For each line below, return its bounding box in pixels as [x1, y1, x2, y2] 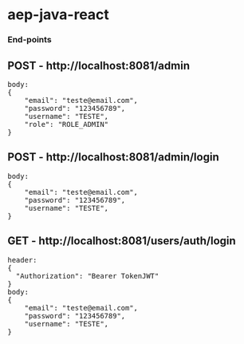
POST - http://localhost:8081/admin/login [7, 150, 220, 164]
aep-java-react [7, 6, 109, 24]
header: [7, 255, 37, 264]
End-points [7, 34, 53, 45]
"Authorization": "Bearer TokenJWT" [15, 271, 159, 280]
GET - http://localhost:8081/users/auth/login [7, 234, 236, 248]
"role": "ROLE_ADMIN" [24, 120, 109, 129]
